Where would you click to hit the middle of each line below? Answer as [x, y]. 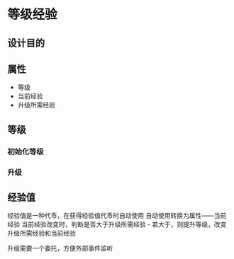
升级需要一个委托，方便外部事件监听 [60, 248]
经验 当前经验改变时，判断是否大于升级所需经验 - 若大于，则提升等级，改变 [117, 224]
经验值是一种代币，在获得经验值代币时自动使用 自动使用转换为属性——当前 [117, 216]
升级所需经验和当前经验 [41, 234]
